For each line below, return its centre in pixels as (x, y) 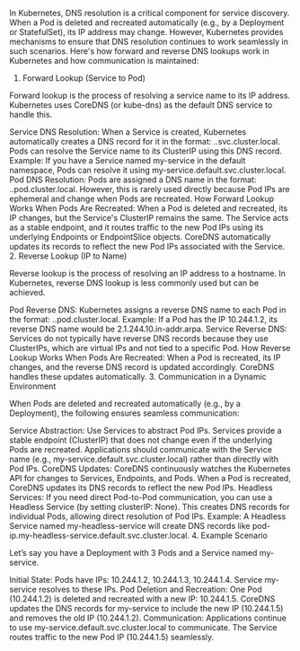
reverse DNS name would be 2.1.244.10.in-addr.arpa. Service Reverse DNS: (148, 329)
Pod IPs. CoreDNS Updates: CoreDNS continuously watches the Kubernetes (150, 469)
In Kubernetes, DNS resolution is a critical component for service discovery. (150, 13)
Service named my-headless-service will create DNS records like (130, 526)
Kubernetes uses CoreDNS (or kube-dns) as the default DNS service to (141, 105)
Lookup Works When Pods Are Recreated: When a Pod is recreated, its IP (145, 357)
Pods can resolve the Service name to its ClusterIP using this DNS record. (146, 151)
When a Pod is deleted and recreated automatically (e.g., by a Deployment (147, 22)
